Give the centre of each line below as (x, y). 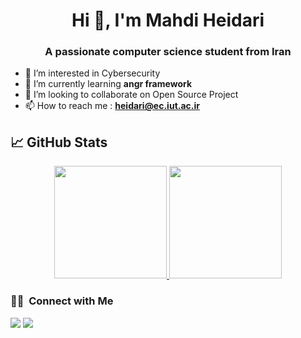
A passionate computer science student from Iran (168, 52)
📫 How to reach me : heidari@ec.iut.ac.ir (112, 106)
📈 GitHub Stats (59, 142)
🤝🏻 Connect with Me (62, 301)
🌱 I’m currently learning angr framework (108, 84)
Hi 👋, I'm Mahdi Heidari (168, 20)
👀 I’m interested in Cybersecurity (92, 73)
